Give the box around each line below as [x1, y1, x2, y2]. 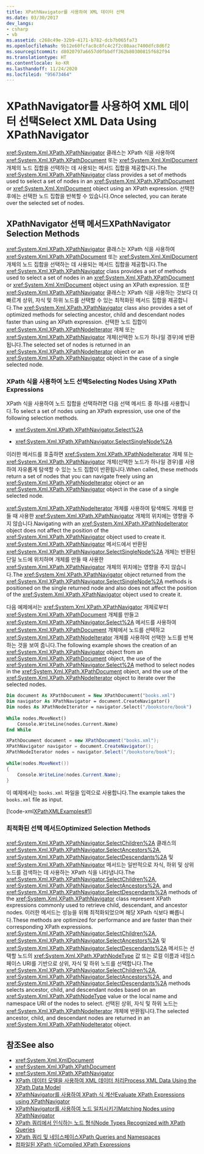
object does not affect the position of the [6, 527, 109, 534]
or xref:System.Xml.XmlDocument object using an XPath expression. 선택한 [6, 185, 195, 192]
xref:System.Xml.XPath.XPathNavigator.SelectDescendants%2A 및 [6, 853, 174, 861]
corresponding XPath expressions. [6, 923, 93, 930]
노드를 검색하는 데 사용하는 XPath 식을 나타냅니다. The [6, 869, 135, 876]
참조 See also [6, 1040, 54, 1050]
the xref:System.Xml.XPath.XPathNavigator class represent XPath [6, 895, 172, 902]
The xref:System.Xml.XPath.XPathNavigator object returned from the [12, 571, 186, 578]
